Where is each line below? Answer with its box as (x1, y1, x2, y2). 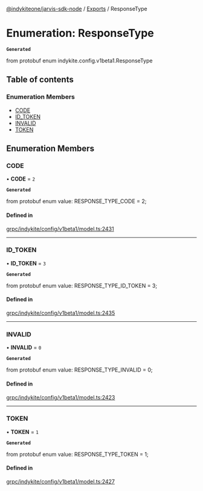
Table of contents (6, 75, 74, 85)
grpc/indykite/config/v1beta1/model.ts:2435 (6, 309, 115, 317)
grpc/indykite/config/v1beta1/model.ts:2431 (6, 225, 114, 232)
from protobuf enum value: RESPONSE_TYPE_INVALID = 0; (6, 366, 153, 373)
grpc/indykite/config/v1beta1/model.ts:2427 (6, 478, 115, 486)
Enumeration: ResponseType (6, 27, 154, 40)
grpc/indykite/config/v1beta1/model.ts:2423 (6, 393, 115, 401)
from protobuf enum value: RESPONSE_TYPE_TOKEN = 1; (6, 450, 149, 458)
